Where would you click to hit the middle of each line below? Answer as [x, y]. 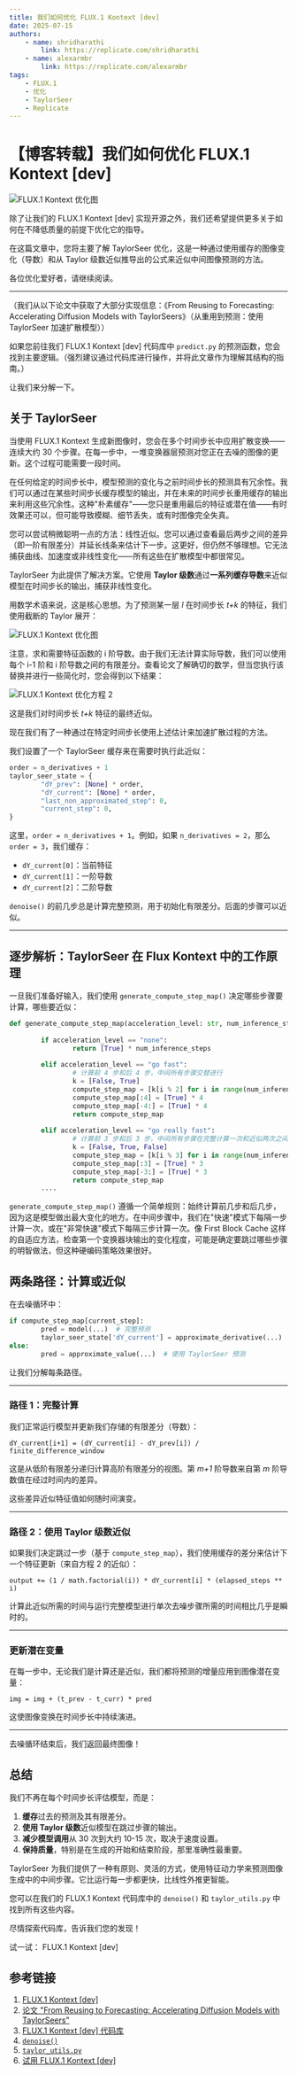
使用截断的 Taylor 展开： [54, 616]
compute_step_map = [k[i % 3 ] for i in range [157, 1155]
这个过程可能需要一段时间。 [75, 463]
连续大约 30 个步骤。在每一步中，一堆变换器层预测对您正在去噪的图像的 [140, 452]
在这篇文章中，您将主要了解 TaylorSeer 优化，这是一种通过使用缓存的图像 [144, 248]
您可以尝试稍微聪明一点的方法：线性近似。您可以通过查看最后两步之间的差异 [148, 534]
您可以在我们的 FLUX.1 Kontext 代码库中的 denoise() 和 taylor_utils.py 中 [145, 1899]
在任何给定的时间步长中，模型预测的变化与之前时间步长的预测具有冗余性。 [145, 482]
